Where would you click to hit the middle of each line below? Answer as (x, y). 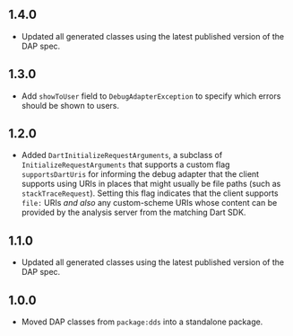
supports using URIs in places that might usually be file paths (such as (151, 184)
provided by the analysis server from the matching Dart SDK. (134, 212)
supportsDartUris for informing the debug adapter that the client (140, 174)
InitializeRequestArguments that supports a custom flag (125, 164)
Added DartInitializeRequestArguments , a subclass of (122, 155)
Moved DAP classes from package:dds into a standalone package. (142, 322)
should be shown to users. (70, 105)
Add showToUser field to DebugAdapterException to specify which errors (151, 96)
